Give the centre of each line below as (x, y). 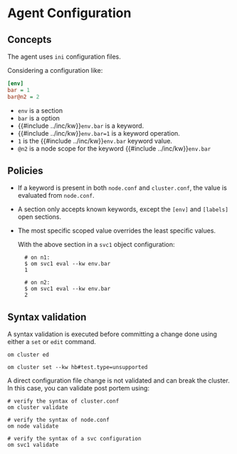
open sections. (39, 217)
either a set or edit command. (52, 342)
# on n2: (37, 283)
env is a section (40, 110)
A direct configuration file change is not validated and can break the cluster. (118, 380)
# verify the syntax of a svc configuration (74, 439)
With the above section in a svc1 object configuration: (96, 245)
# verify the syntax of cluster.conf (63, 401)
